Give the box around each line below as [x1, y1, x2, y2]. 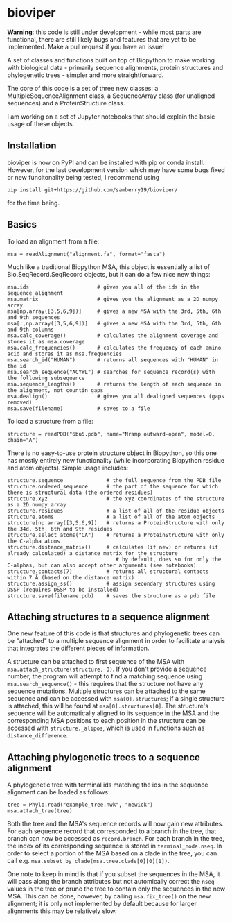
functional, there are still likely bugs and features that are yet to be [7, 35, 197, 43]
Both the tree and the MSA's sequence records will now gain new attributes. [7, 820, 224, 828]
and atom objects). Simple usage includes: [7, 463, 129, 472]
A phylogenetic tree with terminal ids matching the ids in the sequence [7, 780, 208, 789]
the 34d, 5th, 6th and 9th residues [7, 525, 113, 532]
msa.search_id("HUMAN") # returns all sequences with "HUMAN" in [7, 356, 218, 364]
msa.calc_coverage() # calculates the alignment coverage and [7, 332, 218, 339]
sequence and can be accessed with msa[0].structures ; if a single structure [7, 694, 225, 703]
